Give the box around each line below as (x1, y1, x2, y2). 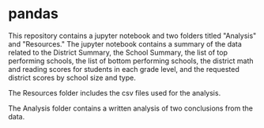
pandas (8, 5, 59, 23)
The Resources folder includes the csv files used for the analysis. (8, 88, 221, 97)
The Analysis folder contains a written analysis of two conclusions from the (8, 104, 253, 113)
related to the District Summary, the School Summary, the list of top (8, 47, 228, 57)
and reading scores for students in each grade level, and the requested (8, 64, 239, 73)
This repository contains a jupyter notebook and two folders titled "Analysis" (8, 31, 257, 40)
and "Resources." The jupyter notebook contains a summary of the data (8, 39, 243, 48)
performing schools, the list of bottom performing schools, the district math (8, 56, 255, 66)
